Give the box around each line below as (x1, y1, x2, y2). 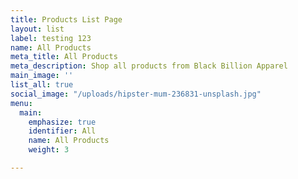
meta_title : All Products (10, 52, 118, 62)
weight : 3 (28, 145, 70, 155)
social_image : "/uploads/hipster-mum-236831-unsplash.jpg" (10, 89, 262, 99)
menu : (10, 98, 33, 108)
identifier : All (28, 126, 97, 136)
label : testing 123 (10, 33, 92, 43)
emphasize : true (28, 117, 97, 127)
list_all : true (10, 80, 74, 90)
